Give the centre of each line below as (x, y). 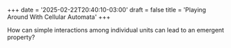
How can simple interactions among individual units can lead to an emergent (115, 30)
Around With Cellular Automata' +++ (59, 17)
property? (21, 37)
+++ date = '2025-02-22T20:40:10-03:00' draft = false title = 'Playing (107, 10)
